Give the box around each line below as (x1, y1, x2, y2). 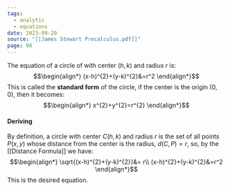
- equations (13, 23, 48, 30)
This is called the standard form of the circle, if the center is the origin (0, (7, 83, 218, 91)
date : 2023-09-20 (7, 29, 57, 37)
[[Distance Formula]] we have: (7, 147, 94, 156)
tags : (7, 10, 23, 17)
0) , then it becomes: (7, 91, 65, 98)
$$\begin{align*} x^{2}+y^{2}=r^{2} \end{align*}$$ (43, 101, 190, 109)
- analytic (13, 17, 45, 24)
